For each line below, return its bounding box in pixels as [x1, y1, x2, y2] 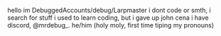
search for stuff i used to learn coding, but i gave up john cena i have [7, 13, 209, 22]
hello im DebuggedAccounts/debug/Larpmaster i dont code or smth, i [7, 6, 211, 14]
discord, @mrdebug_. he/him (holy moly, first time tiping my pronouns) [7, 21, 215, 29]
